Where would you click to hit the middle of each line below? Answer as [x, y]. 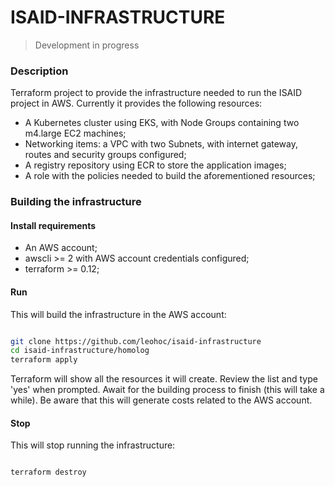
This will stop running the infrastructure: [93, 445]
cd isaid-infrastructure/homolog [80, 351]
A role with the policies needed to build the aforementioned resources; [170, 176]
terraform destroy [48, 472]
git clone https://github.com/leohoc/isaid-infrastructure [136, 341]
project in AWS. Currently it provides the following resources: [136, 103]
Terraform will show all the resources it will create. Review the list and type [164, 379]
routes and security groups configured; [105, 155]
